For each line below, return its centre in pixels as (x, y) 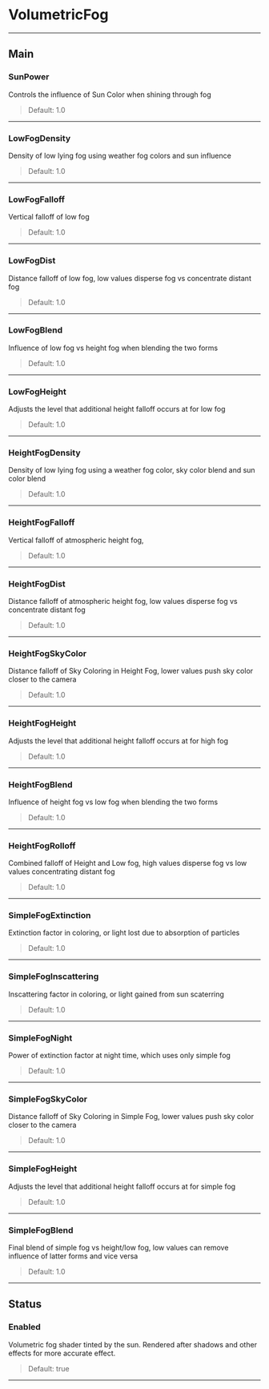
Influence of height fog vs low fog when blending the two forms (113, 802)
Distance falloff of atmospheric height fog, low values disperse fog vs (123, 601)
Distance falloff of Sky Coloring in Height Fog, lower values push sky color (131, 671)
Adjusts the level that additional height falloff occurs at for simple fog (122, 1186)
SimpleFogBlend (41, 1230)
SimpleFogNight (40, 1037)
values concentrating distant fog (62, 872)
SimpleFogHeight (43, 1169)
